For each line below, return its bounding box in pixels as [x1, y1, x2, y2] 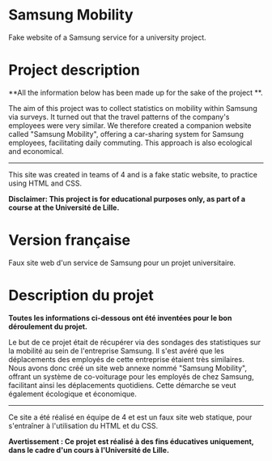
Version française [8, 231, 131, 250]
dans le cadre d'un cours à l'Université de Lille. [8, 445, 170, 455]
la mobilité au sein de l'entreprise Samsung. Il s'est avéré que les [8, 346, 225, 356]
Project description [8, 61, 140, 79]
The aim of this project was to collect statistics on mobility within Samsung [8, 103, 257, 113]
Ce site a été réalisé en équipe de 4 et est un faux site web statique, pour [8, 412, 253, 422]
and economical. [8, 146, 64, 156]
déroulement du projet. [8, 322, 87, 331]
